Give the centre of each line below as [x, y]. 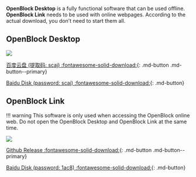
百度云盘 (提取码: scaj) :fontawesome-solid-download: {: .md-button [88, 65]
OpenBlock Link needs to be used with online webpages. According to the [96, 15]
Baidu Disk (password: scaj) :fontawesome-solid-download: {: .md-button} [95, 83]
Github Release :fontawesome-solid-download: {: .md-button [79, 150]
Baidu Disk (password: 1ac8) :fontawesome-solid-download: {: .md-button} [96, 167]
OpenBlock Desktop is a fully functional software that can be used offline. [96, 8]
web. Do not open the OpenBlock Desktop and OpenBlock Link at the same [97, 122]
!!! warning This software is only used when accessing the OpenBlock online [98, 115]
